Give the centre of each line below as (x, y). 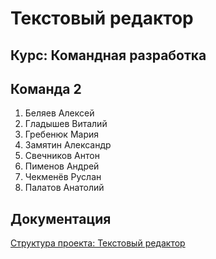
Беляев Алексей (59, 113)
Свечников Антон (62, 156)
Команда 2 (46, 88)
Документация (61, 218)
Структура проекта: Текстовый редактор (98, 243)
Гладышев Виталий (66, 124)
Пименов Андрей (62, 166)
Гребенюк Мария (61, 134)
